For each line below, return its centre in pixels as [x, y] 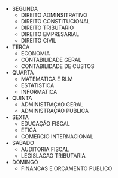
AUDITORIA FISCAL [45, 149]
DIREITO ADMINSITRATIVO [54, 15]
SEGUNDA [25, 9]
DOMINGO [25, 162]
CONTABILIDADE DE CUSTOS [58, 66]
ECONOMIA [35, 53]
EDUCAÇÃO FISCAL [45, 124]
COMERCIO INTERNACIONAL [57, 137]
